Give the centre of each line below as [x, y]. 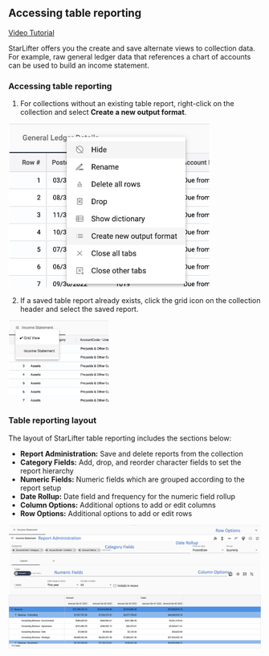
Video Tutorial [31, 32]
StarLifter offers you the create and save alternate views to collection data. [132, 48]
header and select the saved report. [79, 309]
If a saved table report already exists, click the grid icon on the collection [140, 300]
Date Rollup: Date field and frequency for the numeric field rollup [127, 496]
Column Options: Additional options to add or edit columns [118, 505]
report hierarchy [47, 470]
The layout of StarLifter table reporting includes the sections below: [120, 438]
